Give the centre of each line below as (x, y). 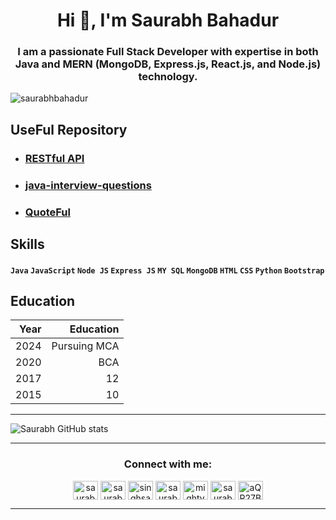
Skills (27, 244)
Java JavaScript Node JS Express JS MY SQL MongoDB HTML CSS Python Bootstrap (167, 270)
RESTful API (54, 158)
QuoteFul (47, 212)
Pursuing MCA (85, 346)
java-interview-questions (88, 185)
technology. (168, 77)
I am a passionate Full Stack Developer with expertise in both (168, 52)
